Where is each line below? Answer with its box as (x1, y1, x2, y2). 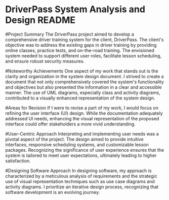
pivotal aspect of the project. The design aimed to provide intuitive (5, 136, 144, 142)
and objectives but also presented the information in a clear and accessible (5, 84, 162, 90)
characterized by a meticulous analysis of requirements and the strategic (5, 173, 158, 179)
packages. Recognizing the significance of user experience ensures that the (5, 147, 164, 153)
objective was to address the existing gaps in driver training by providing (5, 42, 157, 48)
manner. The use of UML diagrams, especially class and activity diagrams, (5, 89, 160, 95)
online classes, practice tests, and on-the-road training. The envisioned (5, 47, 154, 53)
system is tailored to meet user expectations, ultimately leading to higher (5, 152, 157, 158)
